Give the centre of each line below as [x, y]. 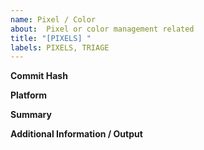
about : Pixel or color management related [102, 29]
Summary [31, 115]
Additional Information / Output [76, 134]
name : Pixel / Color [53, 19]
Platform [29, 95]
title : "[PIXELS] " [51, 38]
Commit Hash [39, 76]
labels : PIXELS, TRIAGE [60, 47]
